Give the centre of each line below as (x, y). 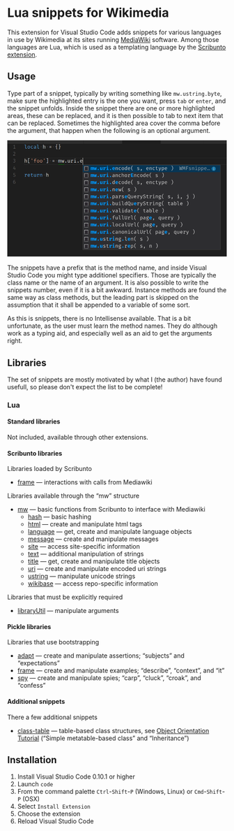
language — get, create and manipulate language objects (110, 532)
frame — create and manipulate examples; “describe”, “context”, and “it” (121, 671)
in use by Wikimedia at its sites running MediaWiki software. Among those (113, 39)
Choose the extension (49, 814)
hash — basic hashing (60, 517)
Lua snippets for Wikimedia (88, 13)
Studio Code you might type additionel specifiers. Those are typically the (112, 275)
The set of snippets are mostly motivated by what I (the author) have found (115, 380)
